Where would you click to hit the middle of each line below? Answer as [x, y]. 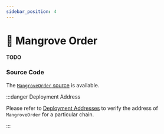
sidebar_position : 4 [32, 12]
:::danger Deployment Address [43, 97]
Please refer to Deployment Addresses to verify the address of [82, 108]
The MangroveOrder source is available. [53, 85]
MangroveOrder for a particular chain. [50, 114]
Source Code [25, 73]
